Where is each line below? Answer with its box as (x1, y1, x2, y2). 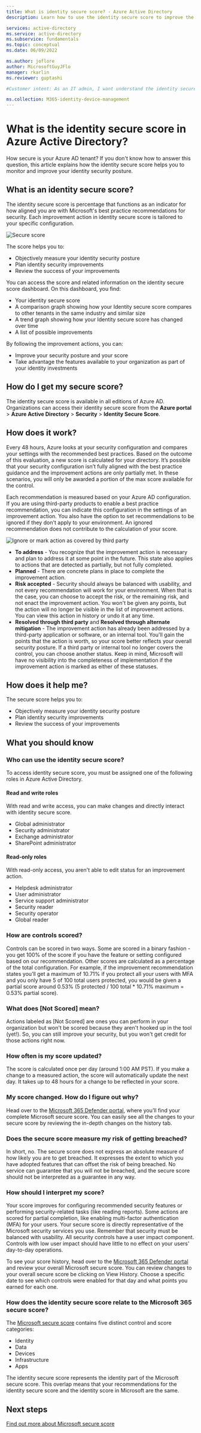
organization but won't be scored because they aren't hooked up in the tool (6, 1024, 193, 1031)
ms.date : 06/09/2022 (6, 47, 58, 54)
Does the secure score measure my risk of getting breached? (6, 1134, 187, 1143)
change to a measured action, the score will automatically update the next (6, 1072, 188, 1079)
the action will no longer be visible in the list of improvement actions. (14, 606, 184, 613)
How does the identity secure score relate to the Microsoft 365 (6, 1298, 193, 1307)
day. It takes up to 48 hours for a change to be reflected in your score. (6, 1078, 179, 1085)
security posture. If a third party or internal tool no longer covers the (14, 644, 184, 651)
